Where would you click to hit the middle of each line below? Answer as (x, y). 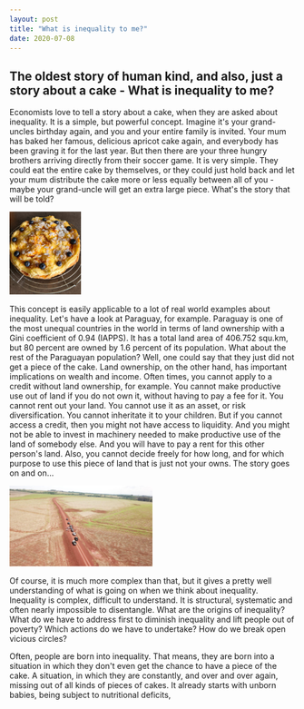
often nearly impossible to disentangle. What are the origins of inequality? (147, 609)
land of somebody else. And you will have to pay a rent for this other (137, 444)
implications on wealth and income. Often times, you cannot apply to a (141, 377)
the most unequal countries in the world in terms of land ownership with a (147, 329)
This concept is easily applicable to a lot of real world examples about (140, 310)
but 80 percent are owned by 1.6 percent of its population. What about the (148, 348)
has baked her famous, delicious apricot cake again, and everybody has (144, 142)
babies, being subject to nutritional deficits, (90, 694)
